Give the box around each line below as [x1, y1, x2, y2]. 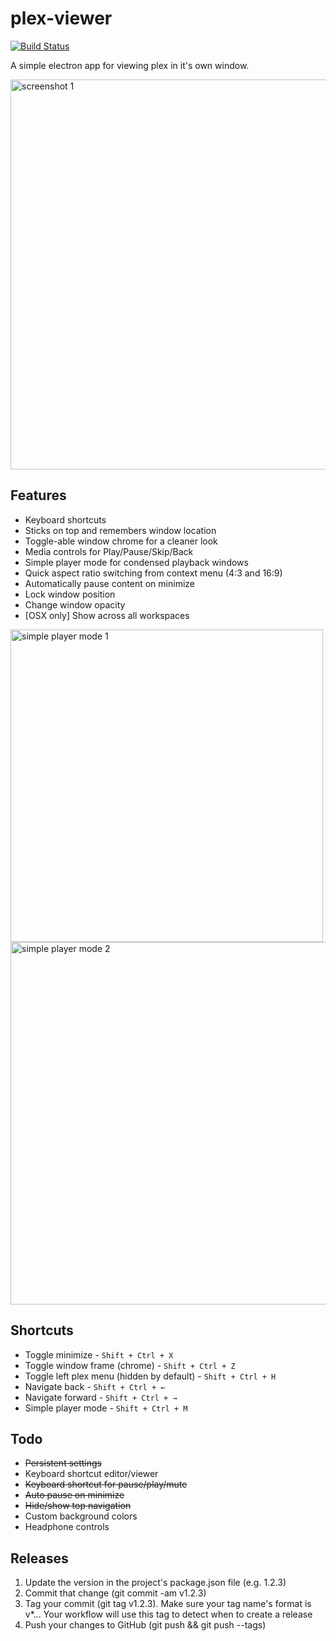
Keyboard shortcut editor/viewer [24, 1468, 159, 1480]
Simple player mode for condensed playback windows [24, 556, 249, 568]
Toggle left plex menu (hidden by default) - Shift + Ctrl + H [24, 1370, 277, 1382]
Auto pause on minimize [24, 1489, 125, 1501]
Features [10, 487, 67, 504]
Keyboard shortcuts [24, 513, 107, 526]
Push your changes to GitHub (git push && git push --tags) [24, 1619, 267, 1631]
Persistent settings [24, 1457, 103, 1469]
